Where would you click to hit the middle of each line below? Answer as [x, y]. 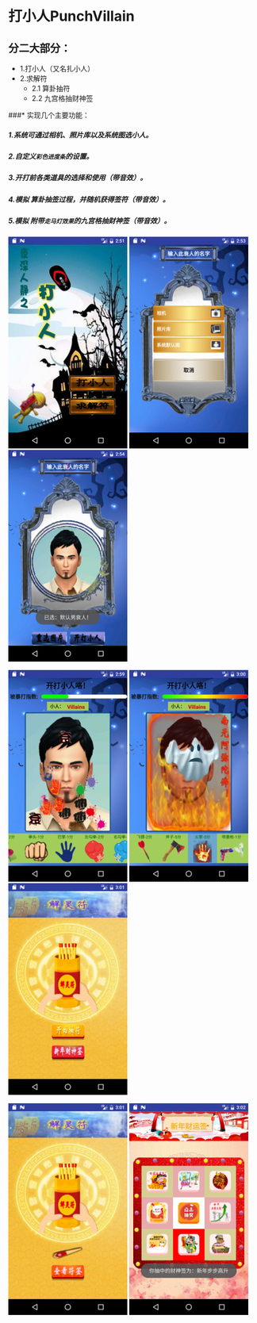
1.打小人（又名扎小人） [57, 69]
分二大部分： [40, 48]
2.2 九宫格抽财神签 [62, 98]
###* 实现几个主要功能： [49, 115]
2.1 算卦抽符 [51, 88]
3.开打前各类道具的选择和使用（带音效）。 [78, 178]
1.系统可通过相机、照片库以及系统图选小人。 [81, 135]
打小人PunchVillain [71, 16]
